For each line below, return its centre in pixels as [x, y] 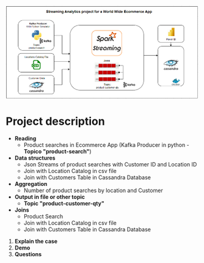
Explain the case [36, 242]
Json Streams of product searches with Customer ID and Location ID [110, 165]
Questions [28, 254]
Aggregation [31, 184]
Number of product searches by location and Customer [93, 191]
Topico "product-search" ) [58, 152]
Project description [55, 121]
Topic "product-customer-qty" [64, 204]
